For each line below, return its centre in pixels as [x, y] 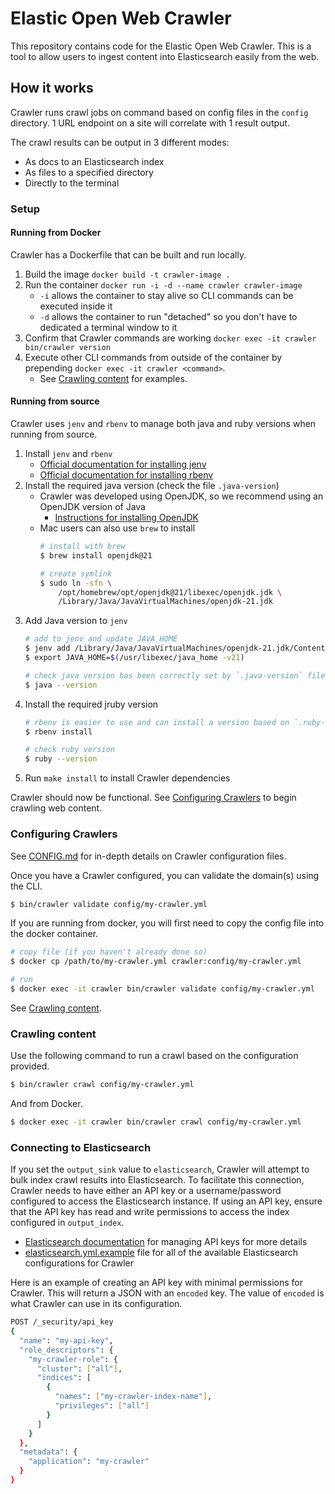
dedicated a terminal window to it [108, 327]
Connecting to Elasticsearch [81, 1147]
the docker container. [54, 934]
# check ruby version [69, 750]
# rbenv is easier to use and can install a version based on [157, 722]
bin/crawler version [67, 347]
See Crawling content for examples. [113, 378]
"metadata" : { [48, 1452]
